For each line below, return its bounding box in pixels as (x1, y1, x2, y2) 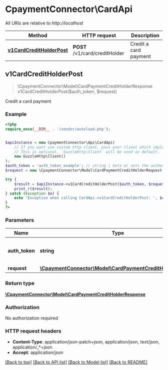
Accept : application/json (12, 349, 63, 355)
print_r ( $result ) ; (14, 186, 52, 191)
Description (130, 31, 160, 38)
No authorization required (5, 315, 58, 321)
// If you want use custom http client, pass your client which (14, 144, 151, 149)
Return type (5, 280, 35, 287)
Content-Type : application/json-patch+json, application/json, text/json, (12, 339, 160, 345)
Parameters (5, 216, 34, 223)
